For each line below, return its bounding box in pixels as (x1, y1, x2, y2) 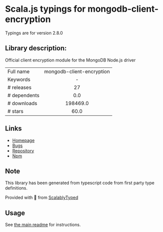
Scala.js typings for (5, 3, 86, 15)
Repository (12, 148, 34, 153)
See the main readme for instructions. (5, 222, 81, 228)
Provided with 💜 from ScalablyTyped (5, 194, 79, 201)
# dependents (7, 92, 40, 99)
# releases (7, 84, 32, 91)
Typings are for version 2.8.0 (5, 30, 63, 36)
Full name (7, 68, 30, 75)
